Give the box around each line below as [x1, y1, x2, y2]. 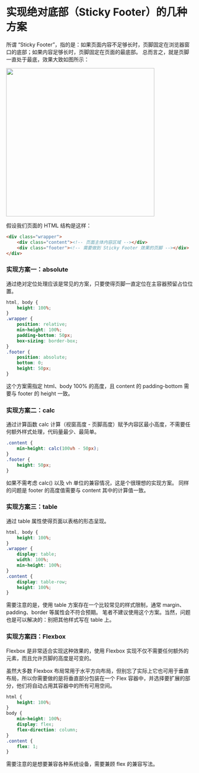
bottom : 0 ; [17, 360, 44, 366]
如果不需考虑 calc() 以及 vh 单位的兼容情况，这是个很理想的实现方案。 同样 [6, 479, 190, 486]
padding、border [6, 609, 48, 616]
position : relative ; [17, 322, 68, 327]
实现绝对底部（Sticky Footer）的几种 [6, 5, 188, 19]
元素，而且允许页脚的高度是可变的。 [6, 654, 95, 661]
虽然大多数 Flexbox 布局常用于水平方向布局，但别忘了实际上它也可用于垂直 [6, 667, 190, 674]
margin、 [162, 602, 185, 609]
